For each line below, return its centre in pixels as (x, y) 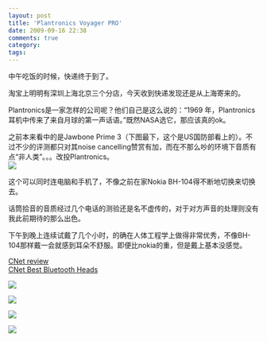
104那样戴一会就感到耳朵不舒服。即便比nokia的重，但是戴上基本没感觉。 (128, 245)
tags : (17, 52)
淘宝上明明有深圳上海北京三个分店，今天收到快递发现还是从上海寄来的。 (126, 93)
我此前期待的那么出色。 (46, 218)
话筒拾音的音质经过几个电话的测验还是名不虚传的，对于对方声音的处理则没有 (133, 208)
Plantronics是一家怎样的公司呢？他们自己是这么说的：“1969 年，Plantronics (132, 110)
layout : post (30, 16)
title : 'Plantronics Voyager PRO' (66, 23)
